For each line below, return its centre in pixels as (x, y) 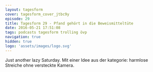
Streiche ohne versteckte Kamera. (40, 65)
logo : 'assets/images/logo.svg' (38, 46)
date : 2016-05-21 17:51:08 (33, 28)
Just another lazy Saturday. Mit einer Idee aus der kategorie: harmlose (76, 60)
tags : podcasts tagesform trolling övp (46, 32)
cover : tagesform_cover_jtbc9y (37, 14)
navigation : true (23, 37)
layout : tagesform (24, 10)
